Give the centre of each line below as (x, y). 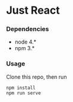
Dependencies (28, 29)
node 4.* (26, 42)
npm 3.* (25, 48)
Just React (33, 10)
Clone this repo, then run (36, 77)
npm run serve (24, 93)
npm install (21, 88)
